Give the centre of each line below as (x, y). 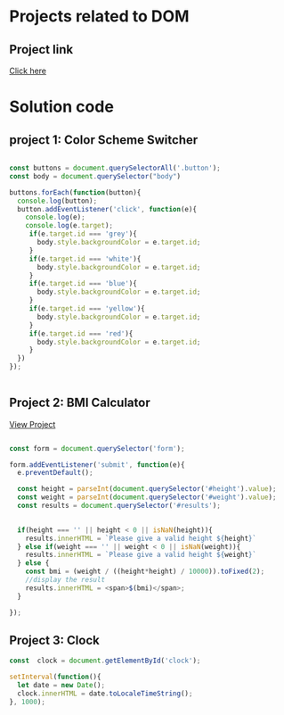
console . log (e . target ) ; (69, 226)
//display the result (65, 580)
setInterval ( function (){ (55, 677)
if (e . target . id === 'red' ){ (81, 333)
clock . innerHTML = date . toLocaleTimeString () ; (105, 694)
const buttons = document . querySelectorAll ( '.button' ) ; (115, 168)
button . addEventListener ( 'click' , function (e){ (107, 209)
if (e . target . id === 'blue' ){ (83, 284)
